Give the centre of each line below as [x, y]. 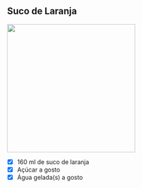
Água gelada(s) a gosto [50, 177]
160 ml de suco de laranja [53, 162]
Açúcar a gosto [38, 170]
